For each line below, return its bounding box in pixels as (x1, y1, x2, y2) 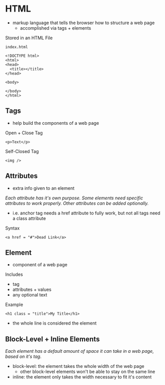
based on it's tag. (5, 353, 42, 360)
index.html (5, 44, 28, 49)
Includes (5, 271, 23, 277)
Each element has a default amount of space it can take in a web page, (5, 348, 154, 354)
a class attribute (12, 215, 46, 221)
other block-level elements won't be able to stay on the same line (20, 368, 155, 375)
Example (5, 301, 24, 307)
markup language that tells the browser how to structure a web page (12, 20, 155, 26)
